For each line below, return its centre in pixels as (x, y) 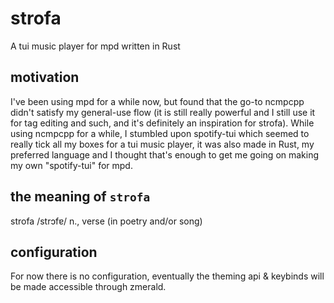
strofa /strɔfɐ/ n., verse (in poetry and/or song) (106, 221)
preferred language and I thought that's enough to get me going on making (165, 154)
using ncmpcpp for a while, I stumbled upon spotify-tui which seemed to (160, 133)
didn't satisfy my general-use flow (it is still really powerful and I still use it (163, 112)
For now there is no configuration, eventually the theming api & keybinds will (167, 276)
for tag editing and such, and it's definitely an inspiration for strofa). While (162, 123)
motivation (45, 77)
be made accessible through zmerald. (88, 287)
